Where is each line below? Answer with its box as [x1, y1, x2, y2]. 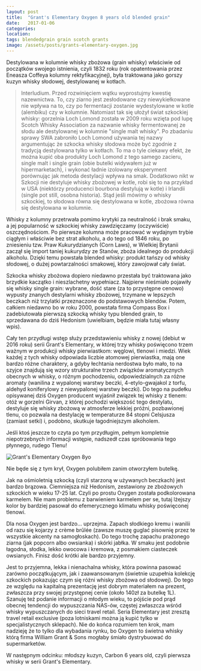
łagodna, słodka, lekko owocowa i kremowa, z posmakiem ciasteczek [6, 545, 178, 552]
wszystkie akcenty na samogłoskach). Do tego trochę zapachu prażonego [6, 532, 190, 540]
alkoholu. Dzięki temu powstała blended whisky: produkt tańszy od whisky [6, 254, 190, 261]
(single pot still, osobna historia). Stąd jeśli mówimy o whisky [20, 191, 172, 198]
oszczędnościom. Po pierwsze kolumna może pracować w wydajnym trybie [6, 228, 194, 236]
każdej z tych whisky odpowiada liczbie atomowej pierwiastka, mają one [6, 353, 185, 360]
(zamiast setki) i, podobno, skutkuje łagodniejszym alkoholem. [6, 417, 160, 425]
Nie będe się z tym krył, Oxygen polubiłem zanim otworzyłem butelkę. [6, 465, 179, 472]
